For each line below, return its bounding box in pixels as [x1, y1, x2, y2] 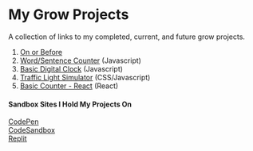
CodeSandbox [8, 126, 56, 135]
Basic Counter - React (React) [19, 81, 119, 91]
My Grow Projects [8, 6, 129, 24]
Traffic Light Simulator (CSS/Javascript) [19, 72, 151, 82]
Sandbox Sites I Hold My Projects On [8, 99, 132, 109]
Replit [8, 134, 27, 144]
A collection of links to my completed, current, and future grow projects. [8, 32, 246, 41]
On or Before [19, 47, 63, 56]
